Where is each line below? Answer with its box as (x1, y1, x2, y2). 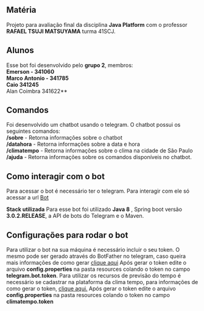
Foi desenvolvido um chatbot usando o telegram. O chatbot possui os (6, 121, 181, 129)
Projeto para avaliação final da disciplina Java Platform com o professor (6, 21, 188, 28)
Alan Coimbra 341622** (6, 87, 68, 95)
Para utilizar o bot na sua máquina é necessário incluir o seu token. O (6, 246, 180, 254)
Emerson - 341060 (6, 68, 55, 75)
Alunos (6, 45, 35, 55)
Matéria (6, 5, 37, 15)
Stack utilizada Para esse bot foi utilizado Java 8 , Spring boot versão (6, 206, 183, 213)
